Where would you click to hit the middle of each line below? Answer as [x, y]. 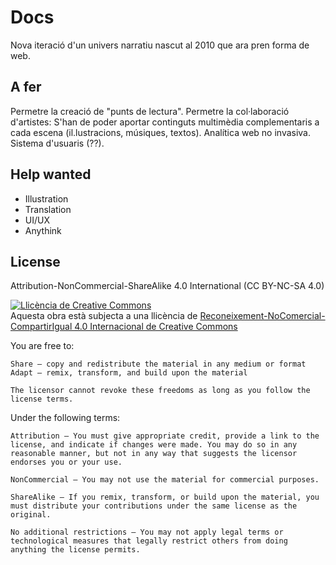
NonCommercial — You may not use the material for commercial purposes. [165, 480]
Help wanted [51, 174]
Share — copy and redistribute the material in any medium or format [158, 364]
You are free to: [42, 346]
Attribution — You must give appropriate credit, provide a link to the [165, 436]
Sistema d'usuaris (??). [57, 143]
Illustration [46, 198]
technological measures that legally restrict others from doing [149, 541]
